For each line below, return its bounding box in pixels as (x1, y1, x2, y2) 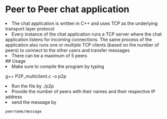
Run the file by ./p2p (12, 83, 54, 89)
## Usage (5, 58, 26, 64)
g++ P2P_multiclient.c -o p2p (5, 73, 67, 79)
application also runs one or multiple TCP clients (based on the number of (5, 42, 159, 48)
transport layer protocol (5, 25, 55, 31)
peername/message (5, 109, 42, 114)
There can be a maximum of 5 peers (12, 52, 88, 59)
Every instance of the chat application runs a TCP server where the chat (12, 31, 162, 37)
